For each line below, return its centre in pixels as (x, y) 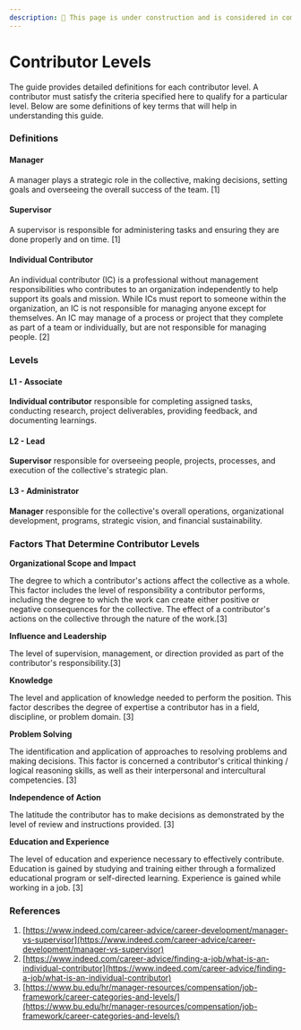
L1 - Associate (36, 381)
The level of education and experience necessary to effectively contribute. (147, 859)
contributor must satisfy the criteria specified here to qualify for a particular (149, 96)
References (35, 911)
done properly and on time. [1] (65, 239)
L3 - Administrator (44, 491)
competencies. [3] (43, 780)
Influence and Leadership (58, 636)
